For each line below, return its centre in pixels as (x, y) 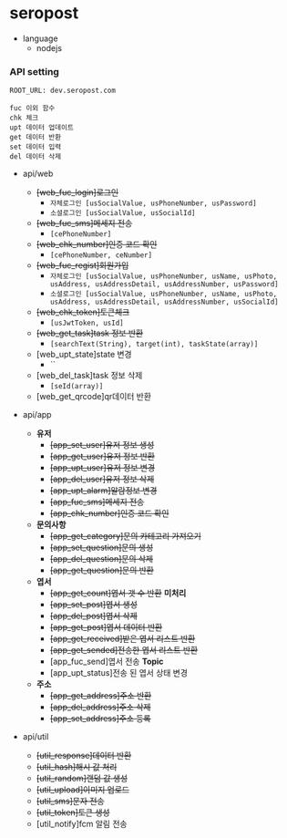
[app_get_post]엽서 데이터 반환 (106, 627)
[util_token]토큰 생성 (73, 812)
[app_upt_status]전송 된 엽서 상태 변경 (119, 673)
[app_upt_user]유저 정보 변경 (102, 468)
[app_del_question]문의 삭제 (102, 559)
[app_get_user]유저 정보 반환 (102, 456)
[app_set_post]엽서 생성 (94, 605)
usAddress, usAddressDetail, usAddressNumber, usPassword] (164, 285)
